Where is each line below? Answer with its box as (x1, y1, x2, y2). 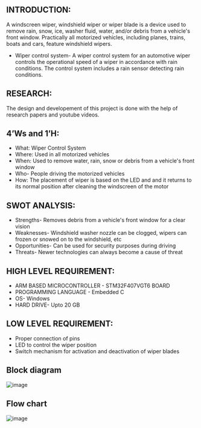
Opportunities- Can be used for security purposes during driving (14, 242, 176, 249)
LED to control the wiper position (14, 341, 97, 348)
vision (14, 223, 30, 230)
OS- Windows (14, 295, 50, 302)
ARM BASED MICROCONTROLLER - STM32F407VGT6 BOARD (14, 282, 170, 289)
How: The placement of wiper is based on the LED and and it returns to (14, 176, 192, 184)
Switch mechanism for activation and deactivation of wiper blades (14, 347, 180, 355)
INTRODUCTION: (6, 5, 71, 15)
